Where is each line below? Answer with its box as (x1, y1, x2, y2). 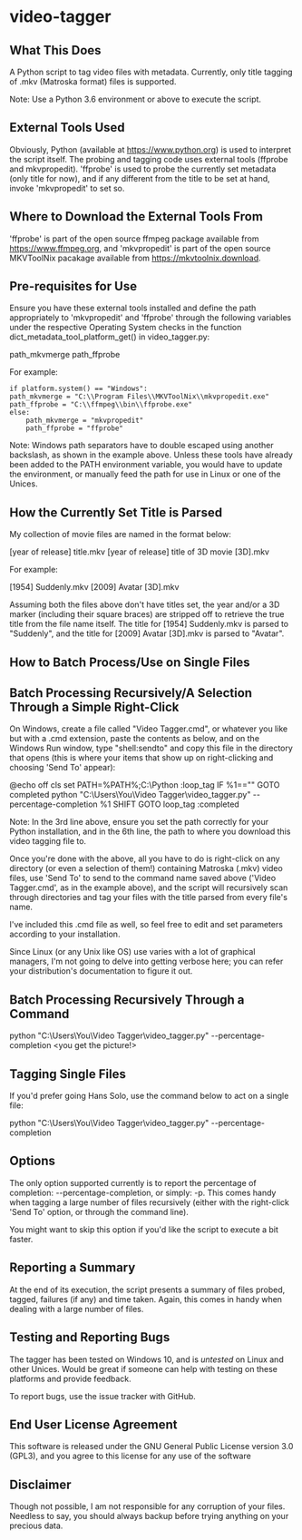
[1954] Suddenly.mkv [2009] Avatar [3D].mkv (9, 582, 180, 593)
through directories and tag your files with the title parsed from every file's (9, 892, 288, 903)
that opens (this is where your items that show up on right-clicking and (9, 752, 274, 763)
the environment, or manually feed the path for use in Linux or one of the (9, 469, 281, 480)
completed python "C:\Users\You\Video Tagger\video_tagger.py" (9, 790, 251, 800)
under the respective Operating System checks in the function (9, 322, 242, 333)
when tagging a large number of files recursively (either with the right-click (9, 1196, 290, 1208)
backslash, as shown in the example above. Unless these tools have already (9, 449, 293, 460)
